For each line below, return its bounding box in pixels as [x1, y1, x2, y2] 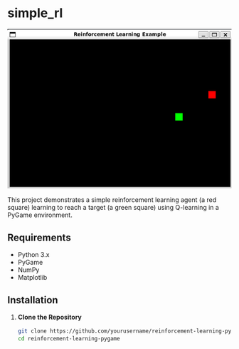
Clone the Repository [17, 313, 82, 322]
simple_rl [7, 5, 63, 21]
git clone [17, 328, 48, 335]
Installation [7, 294, 58, 306]
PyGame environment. [7, 211, 73, 219]
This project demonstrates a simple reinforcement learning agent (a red [7, 196, 217, 204]
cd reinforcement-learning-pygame [17, 335, 120, 342]
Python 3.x [17, 251, 50, 259]
